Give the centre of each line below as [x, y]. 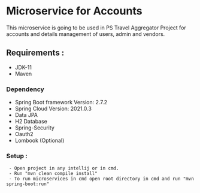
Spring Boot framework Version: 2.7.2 [61, 102]
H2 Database [31, 122]
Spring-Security [35, 128]
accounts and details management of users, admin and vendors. [86, 34]
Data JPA [26, 115]
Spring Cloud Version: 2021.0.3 [53, 108]
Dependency [25, 89]
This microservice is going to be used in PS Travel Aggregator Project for [96, 28]
